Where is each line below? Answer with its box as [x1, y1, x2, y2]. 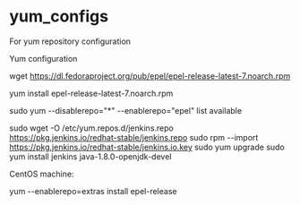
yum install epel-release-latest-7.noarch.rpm [9, 88, 174, 98]
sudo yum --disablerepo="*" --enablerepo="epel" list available [9, 105, 243, 115]
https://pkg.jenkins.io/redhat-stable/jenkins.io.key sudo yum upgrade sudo [9, 141, 285, 152]
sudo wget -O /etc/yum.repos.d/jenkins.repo [9, 123, 175, 133]
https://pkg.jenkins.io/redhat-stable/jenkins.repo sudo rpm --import [9, 132, 259, 142]
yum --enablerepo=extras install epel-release [9, 185, 177, 196]
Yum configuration [9, 53, 78, 64]
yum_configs [9, 6, 109, 27]
